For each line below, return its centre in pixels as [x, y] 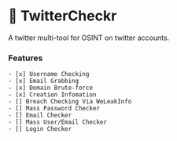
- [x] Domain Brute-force [50, 88]
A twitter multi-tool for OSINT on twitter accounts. [89, 38]
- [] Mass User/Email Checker [58, 122]
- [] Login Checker [40, 129]
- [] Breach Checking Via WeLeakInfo [70, 102]
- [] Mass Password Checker [54, 109]
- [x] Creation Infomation [52, 95]
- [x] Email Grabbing [44, 81]
